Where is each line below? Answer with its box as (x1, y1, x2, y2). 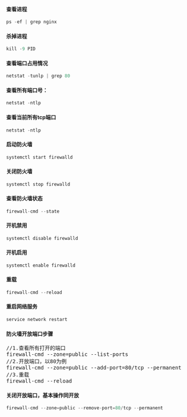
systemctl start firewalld (6, 154, 73, 160)
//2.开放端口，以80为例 (6, 358, 67, 365)
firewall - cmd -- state (6, 208, 60, 214)
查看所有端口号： (6, 86, 48, 94)
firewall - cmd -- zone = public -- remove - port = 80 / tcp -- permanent (6, 405, 163, 411)
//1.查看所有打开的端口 (6, 345, 66, 352)
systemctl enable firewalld (6, 262, 76, 268)
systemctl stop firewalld (6, 181, 70, 187)
